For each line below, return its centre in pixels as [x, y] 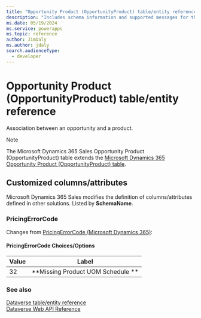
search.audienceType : [33, 51]
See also [19, 289]
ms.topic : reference [32, 34]
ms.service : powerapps [34, 28]
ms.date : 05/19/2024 [32, 23]
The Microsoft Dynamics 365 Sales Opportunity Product [75, 151]
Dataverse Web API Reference [43, 309]
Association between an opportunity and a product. [70, 128]
